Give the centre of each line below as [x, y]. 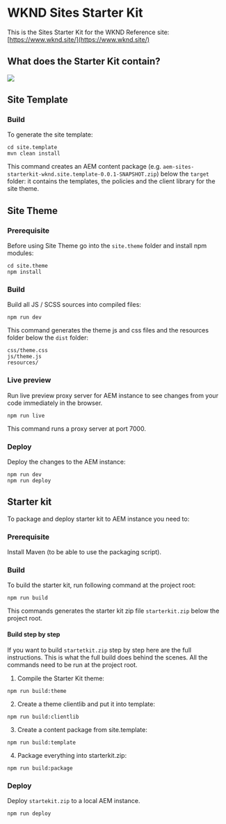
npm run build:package [40, 768]
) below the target [183, 174]
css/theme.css [28, 351]
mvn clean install [34, 154]
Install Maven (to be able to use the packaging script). [84, 552]
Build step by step [34, 634]
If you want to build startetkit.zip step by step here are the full [99, 650]
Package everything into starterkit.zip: [72, 755]
